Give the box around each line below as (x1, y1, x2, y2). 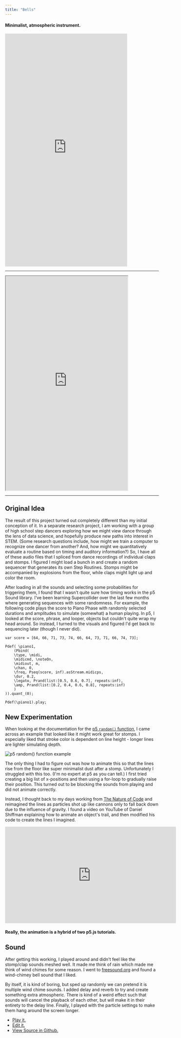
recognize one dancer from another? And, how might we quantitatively (5, 543, 147, 549)
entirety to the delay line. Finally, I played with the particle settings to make (5, 1002, 155, 1008)
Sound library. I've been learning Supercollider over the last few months (5, 594, 149, 601)
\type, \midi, (14, 653, 42, 658)
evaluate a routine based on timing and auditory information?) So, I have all (5, 549, 156, 555)
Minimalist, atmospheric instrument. (5, 23, 81, 28)
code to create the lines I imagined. (5, 817, 76, 823)
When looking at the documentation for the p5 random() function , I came (5, 726, 150, 732)
